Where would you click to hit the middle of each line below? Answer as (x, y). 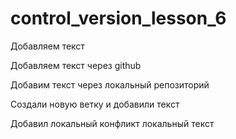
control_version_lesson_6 (118, 18)
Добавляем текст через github (76, 65)
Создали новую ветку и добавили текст (95, 104)
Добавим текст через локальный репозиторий (110, 84)
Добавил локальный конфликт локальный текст (112, 123)
